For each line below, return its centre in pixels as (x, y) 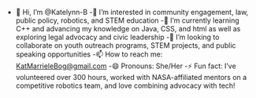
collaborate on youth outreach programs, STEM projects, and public (126, 45)
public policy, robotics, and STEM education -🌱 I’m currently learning (128, 20)
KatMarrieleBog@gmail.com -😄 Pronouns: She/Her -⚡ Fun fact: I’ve (126, 66)
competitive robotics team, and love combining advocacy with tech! (125, 85)
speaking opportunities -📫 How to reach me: (89, 54)
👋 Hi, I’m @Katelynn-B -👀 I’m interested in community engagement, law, (132, 12)
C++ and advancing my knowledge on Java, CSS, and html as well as (128, 29)
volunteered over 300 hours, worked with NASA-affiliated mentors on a (131, 77)
